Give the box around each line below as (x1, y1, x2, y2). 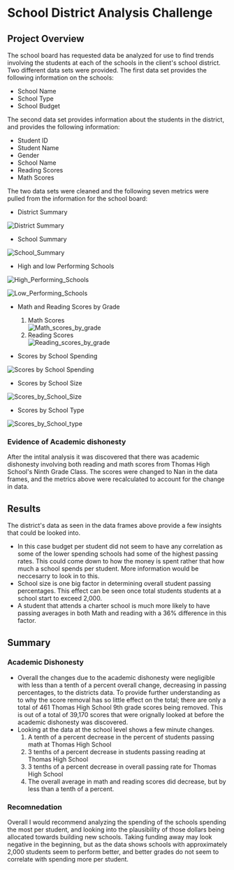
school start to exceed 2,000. (17, 594, 103, 603)
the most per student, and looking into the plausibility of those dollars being (7, 825, 225, 834)
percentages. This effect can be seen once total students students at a (17, 587, 221, 595)
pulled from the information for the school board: (7, 194, 148, 202)
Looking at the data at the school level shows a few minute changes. (17, 725, 214, 734)
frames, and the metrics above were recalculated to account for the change (7, 475, 225, 483)
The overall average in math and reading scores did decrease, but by (27, 777, 226, 786)
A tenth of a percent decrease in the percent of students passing (27, 732, 214, 741)
